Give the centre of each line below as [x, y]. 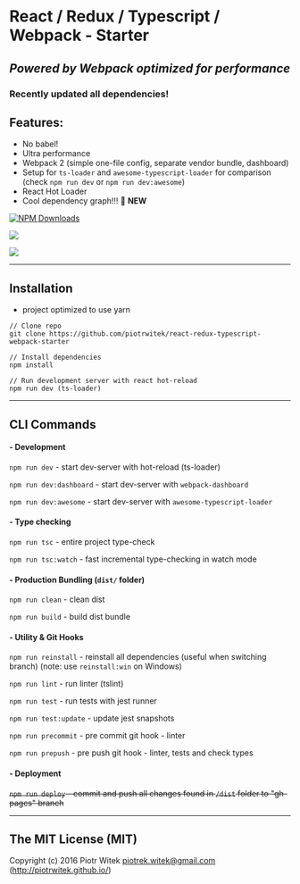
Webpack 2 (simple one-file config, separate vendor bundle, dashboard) [155, 163]
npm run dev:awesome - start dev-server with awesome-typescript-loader [141, 501]
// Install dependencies [55, 358]
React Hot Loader [54, 192]
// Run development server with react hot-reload [104, 381]
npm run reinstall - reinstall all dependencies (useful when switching [138, 657]
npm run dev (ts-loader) [55, 389]
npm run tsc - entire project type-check [82, 541]
